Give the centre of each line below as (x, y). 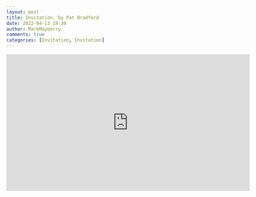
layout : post (23, 12)
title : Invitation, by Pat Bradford (53, 18)
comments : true (26, 35)
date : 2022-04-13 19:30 (36, 23)
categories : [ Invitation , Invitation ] (55, 40)
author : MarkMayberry (34, 29)
